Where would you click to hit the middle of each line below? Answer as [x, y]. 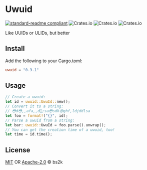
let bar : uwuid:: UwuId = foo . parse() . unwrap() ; [56, 125]
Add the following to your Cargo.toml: [44, 61]
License [18, 150]
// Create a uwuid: [25, 97]
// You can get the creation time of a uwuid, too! [60, 130]
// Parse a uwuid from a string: [40, 120]
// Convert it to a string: [34, 106]
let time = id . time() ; [29, 134]
